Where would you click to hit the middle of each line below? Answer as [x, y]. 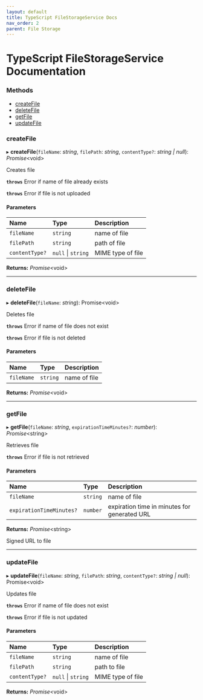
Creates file [21, 170]
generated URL [129, 514]
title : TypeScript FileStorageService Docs [62, 18]
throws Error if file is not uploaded [48, 194]
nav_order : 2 [23, 23]
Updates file [21, 594]
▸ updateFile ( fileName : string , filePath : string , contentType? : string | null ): [98, 575]
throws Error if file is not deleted [46, 338]
